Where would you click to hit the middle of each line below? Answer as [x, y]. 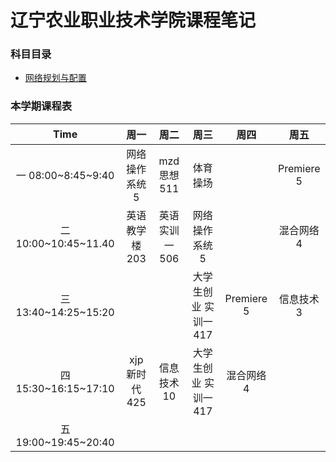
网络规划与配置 [55, 78]
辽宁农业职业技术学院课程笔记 [133, 20]
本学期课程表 [41, 106]
